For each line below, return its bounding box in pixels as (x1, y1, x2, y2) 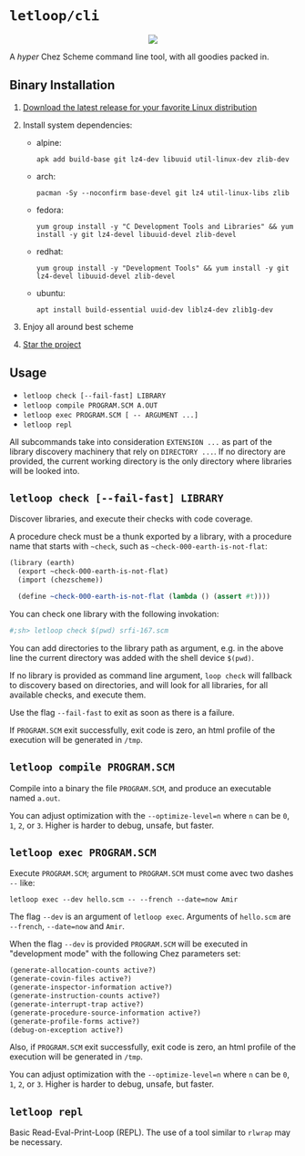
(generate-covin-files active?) (9, 975, 132, 984)
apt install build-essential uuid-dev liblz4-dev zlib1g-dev (36, 304, 273, 315)
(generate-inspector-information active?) (9, 983, 173, 992)
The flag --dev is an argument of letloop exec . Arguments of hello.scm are (9, 911, 291, 923)
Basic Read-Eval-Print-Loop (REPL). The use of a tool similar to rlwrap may (9, 1127, 291, 1138)
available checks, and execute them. (9, 689, 147, 700)
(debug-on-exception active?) (9, 1025, 125, 1035)
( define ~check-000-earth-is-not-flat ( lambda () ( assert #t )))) (17, 592, 271, 601)
